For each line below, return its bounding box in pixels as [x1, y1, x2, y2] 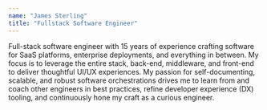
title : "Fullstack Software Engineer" [8, 19, 138, 27]
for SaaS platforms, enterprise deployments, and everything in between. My [8, 50, 259, 59]
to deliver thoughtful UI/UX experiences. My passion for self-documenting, [8, 67, 255, 76]
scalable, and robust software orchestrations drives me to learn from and [8, 75, 250, 85]
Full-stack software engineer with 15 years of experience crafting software [8, 41, 255, 51]
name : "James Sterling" [8, 11, 88, 20]
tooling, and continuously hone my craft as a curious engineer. [8, 92, 215, 102]
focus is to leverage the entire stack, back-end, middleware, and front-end [8, 58, 255, 68]
